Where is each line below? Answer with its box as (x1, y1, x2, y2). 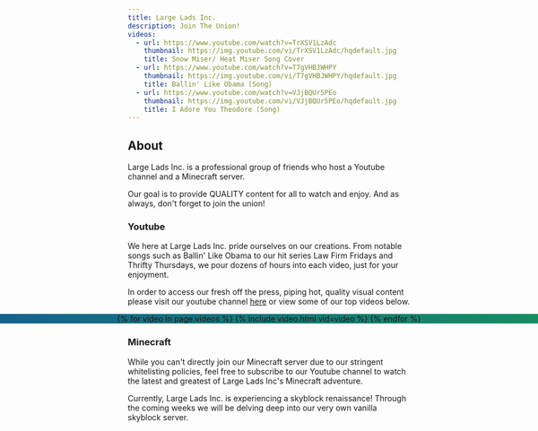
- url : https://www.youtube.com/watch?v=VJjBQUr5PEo (135, 88, 337, 97)
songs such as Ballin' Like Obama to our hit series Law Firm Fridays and (127, 250, 394, 261)
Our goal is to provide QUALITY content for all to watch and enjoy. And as (127, 189, 399, 200)
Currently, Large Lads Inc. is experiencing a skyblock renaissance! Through (127, 392, 407, 403)
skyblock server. (127, 411, 189, 422)
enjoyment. (127, 270, 169, 280)
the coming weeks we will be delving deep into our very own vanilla (127, 402, 377, 413)
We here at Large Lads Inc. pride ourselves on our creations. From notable (127, 241, 403, 252)
